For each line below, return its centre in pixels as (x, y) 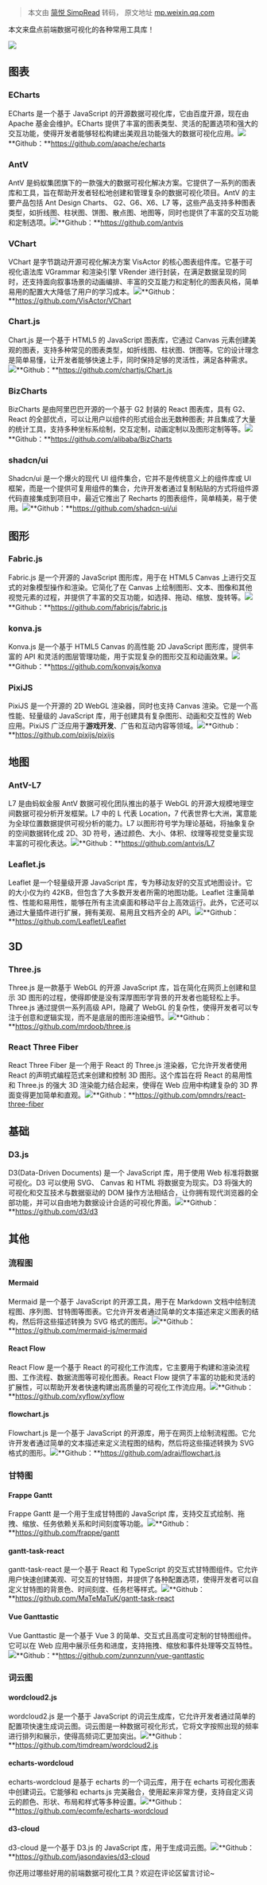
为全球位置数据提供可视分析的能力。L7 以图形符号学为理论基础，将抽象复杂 (132, 823)
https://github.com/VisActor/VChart (74, 301)
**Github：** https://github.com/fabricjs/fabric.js (88, 607)
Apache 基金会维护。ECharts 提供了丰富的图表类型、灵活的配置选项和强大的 (133, 123)
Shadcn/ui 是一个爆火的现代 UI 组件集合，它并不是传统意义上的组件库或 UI (130, 479)
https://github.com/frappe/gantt (68, 1533)
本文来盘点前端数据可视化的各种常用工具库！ (81, 29)
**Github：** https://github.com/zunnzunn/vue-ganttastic (110, 1655)
